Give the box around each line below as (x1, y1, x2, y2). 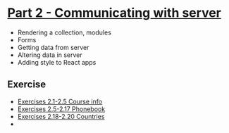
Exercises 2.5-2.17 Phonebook (17, 104, 106, 113)
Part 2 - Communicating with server (7, 5, 222, 21)
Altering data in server (17, 51, 82, 59)
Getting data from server (17, 43, 89, 51)
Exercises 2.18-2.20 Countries (17, 112, 105, 120)
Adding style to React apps (17, 58, 97, 66)
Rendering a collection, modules (17, 28, 111, 37)
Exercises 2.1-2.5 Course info (17, 97, 103, 106)
